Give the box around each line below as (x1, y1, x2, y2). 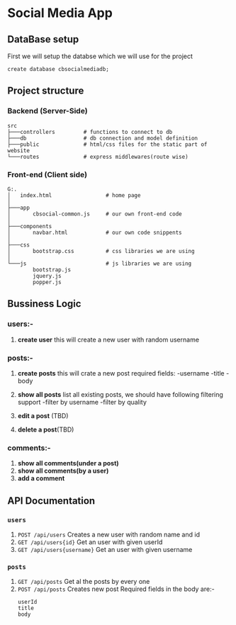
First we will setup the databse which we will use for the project (7, 52, 193, 60)
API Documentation (7, 495, 96, 507)
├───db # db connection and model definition (7, 135, 198, 142)
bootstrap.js (33, 266, 72, 274)
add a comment (17, 474, 65, 483)
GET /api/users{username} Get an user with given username (17, 545, 193, 553)
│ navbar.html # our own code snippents (7, 229, 182, 236)
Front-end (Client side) (7, 169, 87, 179)
